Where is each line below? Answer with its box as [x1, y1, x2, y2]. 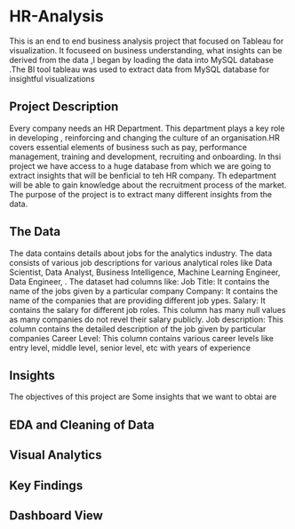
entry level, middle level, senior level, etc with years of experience [9, 342, 251, 353]
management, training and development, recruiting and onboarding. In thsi [9, 151, 282, 162]
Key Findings [9, 477, 84, 493]
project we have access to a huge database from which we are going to [9, 160, 272, 171]
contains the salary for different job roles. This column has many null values [9, 304, 286, 315]
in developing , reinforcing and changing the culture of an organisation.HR [9, 132, 280, 143]
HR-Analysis [9, 6, 104, 27]
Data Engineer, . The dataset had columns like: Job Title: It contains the [9, 276, 270, 286]
